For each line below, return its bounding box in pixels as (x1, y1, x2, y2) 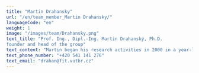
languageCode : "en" (6, 19, 54, 25)
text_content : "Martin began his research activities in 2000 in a (6, 47, 176, 53)
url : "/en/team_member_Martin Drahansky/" (6, 14, 113, 20)
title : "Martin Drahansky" (6, 8, 73, 15)
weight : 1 (6, 25, 31, 31)
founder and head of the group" (6, 42, 86, 48)
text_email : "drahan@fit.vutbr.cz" (6, 58, 94, 64)
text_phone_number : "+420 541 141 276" (6, 52, 105, 58)
